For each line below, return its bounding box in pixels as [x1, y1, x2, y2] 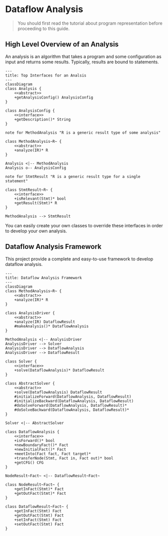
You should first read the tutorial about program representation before [17, 20, 162, 26]
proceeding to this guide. [17, 25, 70, 31]
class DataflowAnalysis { [5, 429, 59, 434]
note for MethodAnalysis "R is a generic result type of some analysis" [5, 130, 161, 135]
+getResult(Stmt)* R [14, 200, 57, 206]
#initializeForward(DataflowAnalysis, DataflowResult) [14, 394, 132, 399]
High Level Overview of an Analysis [5, 40, 119, 49]
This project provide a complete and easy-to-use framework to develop [5, 255, 153, 262]
